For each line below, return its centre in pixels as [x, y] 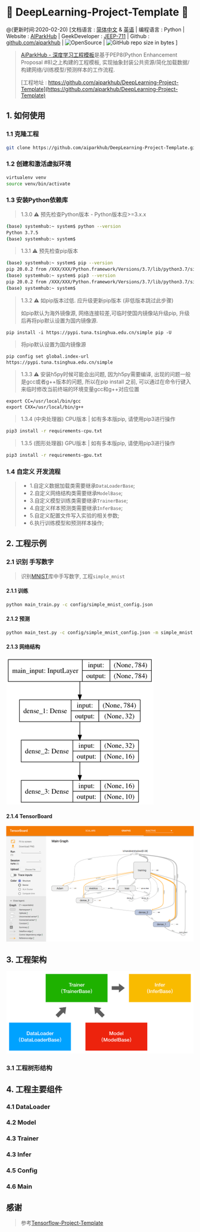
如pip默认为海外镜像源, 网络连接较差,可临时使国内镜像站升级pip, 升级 [105, 313]
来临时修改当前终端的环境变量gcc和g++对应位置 [80, 389]
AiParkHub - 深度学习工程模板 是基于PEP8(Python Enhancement [99, 55]
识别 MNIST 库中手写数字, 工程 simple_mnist [73, 576]
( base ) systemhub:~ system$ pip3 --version [61, 276]
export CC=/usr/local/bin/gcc [44, 401]
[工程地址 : [34, 82]
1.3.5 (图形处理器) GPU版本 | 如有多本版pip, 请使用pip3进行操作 [98, 443]
